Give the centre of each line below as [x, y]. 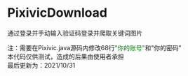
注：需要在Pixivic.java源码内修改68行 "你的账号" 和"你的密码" [94, 47]
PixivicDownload [57, 13]
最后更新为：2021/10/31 [41, 65]
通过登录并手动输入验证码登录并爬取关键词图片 [75, 33]
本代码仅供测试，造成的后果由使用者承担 [66, 56]
